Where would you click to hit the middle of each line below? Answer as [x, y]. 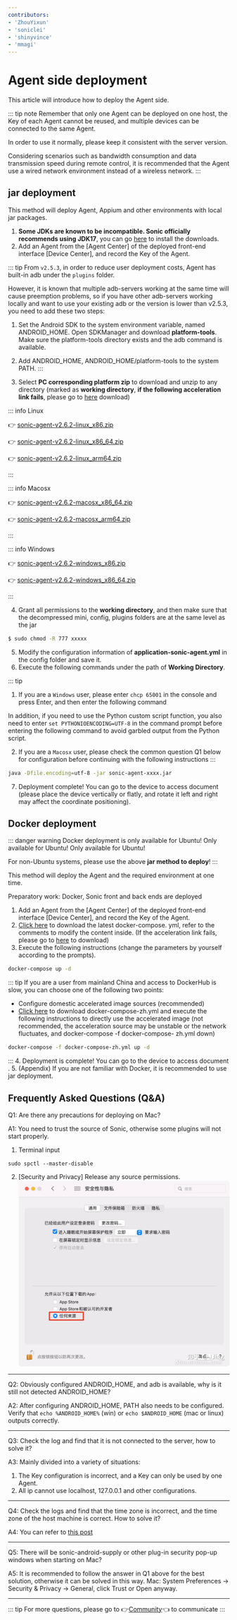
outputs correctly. [34, 1420]
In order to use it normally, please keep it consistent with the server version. [118, 142]
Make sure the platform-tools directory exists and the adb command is [120, 339]
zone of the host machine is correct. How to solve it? [84, 1518]
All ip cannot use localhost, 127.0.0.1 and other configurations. [107, 1490]
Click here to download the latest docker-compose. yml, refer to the [116, 925]
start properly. [28, 1136]
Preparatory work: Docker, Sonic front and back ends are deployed [105, 896]
